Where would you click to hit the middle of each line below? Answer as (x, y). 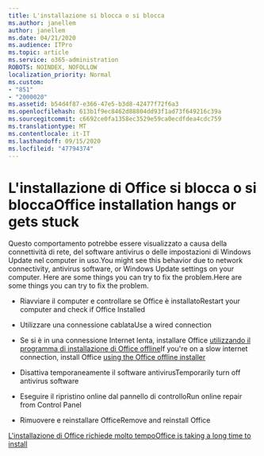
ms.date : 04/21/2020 (42, 38)
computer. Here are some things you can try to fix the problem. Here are (125, 277)
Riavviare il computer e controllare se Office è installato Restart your (130, 301)
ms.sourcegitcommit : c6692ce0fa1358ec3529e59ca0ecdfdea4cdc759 (115, 119)
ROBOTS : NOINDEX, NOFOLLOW (53, 68)
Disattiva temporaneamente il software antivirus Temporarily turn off (130, 373)
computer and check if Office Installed (82, 310)
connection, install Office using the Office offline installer (113, 357)
